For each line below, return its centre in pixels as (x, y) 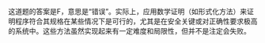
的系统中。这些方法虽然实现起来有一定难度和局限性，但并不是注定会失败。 (129, 31)
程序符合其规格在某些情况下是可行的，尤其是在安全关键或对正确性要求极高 (136, 21)
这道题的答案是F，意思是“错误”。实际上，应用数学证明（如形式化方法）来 (128, 11)
